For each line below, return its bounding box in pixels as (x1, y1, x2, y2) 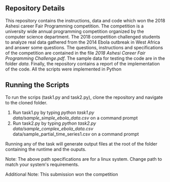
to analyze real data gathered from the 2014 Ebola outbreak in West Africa (5, 39, 160, 45)
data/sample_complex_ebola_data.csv (12, 125, 94, 131)
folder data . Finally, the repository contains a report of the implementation (5, 60, 160, 66)
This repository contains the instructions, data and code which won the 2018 (5, 17, 165, 23)
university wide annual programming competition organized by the (5, 28, 145, 34)
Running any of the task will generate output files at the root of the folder (5, 140, 157, 147)
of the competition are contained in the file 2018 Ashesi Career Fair (5, 50, 146, 56)
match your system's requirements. (5, 161, 80, 167)
